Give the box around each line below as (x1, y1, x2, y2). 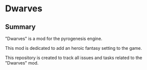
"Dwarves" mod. (5, 60, 39, 66)
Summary (5, 23, 36, 31)
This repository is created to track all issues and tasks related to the (5, 55, 143, 61)
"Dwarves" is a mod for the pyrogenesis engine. (5, 35, 102, 41)
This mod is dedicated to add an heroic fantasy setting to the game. (5, 45, 143, 51)
